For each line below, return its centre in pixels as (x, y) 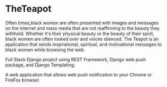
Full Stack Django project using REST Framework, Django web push (76, 59)
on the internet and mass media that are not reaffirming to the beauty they (82, 28)
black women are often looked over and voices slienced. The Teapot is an (82, 39)
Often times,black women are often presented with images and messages (82, 23)
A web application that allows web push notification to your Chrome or (78, 74)
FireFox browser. (23, 80)
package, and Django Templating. (40, 65)
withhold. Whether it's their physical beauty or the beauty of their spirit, (80, 33)
